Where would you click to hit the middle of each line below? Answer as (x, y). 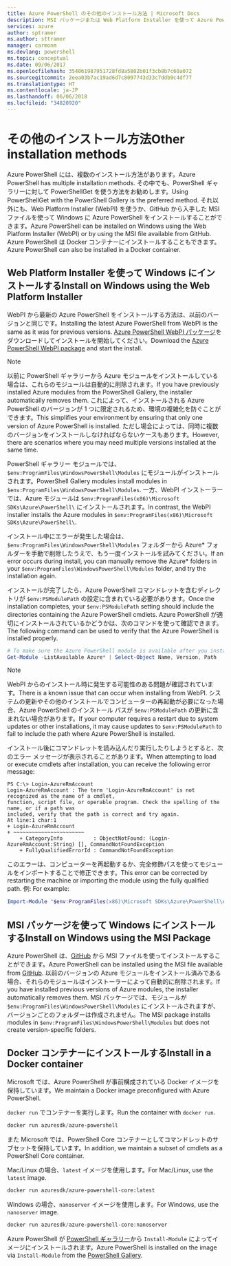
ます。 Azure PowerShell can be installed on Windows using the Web (110, 226)
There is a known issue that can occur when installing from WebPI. (113, 693)
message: (21, 772)
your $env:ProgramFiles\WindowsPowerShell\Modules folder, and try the (107, 568)
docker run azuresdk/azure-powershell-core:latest (81, 1190)
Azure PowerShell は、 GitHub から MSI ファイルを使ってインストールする (111, 956)
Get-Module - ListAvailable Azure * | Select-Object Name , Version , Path (112, 657)
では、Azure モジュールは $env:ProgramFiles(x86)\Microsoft (93, 498)
